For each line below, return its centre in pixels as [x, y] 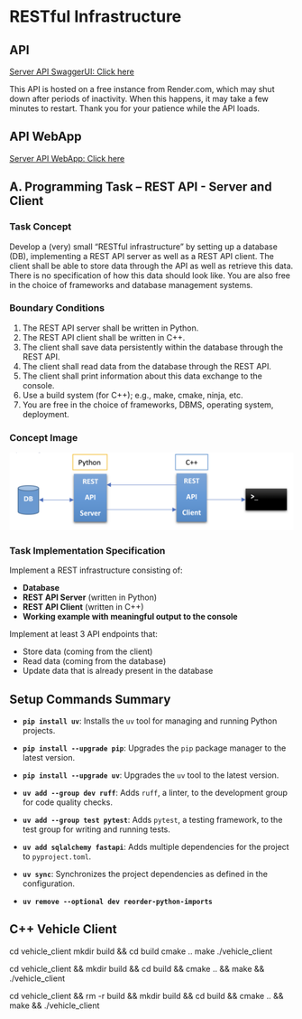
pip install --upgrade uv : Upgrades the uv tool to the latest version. [151, 775]
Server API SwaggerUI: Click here [72, 71]
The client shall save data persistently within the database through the [153, 347]
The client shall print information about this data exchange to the [142, 376]
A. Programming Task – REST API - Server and [141, 187]
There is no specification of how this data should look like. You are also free [150, 275]
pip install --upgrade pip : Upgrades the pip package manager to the [154, 748]
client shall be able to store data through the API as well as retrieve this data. [151, 266]
